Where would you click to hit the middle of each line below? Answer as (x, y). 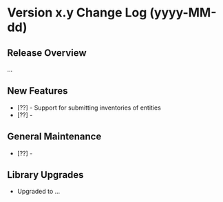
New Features (38, 91)
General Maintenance (54, 137)
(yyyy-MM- (183, 13)
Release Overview (47, 53)
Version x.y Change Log (77, 13)
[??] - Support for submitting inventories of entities (89, 108)
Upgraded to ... (39, 192)
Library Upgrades (45, 175)
